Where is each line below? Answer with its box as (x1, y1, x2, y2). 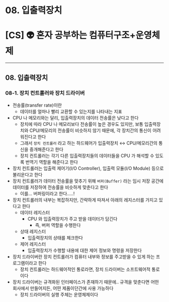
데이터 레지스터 (20, 209, 50, 215)
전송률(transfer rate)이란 (12, 102, 62, 108)
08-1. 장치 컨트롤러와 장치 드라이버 (5, 89, 85, 96)
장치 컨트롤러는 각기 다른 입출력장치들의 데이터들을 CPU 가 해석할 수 (20, 153, 154, 159)
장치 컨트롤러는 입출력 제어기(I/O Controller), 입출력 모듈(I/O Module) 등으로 (12, 165, 164, 171)
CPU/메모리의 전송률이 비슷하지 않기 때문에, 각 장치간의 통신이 (29, 127, 152, 133)
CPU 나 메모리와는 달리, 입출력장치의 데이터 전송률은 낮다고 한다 (12, 115, 139, 121)
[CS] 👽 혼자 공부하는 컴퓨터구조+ (5, 30, 136, 41)
